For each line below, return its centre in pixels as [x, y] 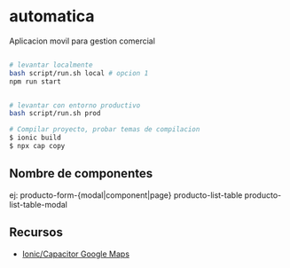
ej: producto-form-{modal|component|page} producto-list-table [126, 195]
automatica [52, 16]
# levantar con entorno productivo [75, 105]
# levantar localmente [51, 65]
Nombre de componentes [81, 173]
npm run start [35, 82]
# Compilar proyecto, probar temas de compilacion [105, 130]
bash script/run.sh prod [55, 114]
